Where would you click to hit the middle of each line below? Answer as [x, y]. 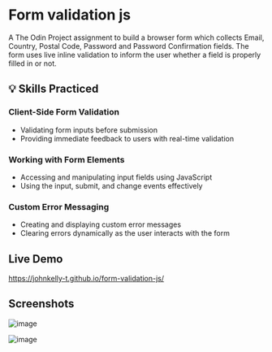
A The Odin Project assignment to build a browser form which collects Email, [136, 37]
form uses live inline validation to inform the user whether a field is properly [135, 54]
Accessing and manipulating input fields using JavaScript [116, 177]
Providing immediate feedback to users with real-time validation [127, 138]
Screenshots [41, 304]
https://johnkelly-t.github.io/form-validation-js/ [86, 279]
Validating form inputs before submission [89, 130]
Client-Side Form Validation [64, 112]
